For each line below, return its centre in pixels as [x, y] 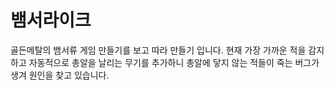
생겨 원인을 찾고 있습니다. [60, 75]
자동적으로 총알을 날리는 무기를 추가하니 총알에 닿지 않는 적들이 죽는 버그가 [174, 62]
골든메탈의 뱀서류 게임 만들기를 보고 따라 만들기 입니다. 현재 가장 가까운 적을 [158, 50]
